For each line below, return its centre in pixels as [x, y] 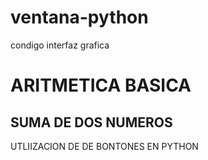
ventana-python [79, 17]
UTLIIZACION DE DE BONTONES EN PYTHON [104, 146]
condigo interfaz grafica [60, 45]
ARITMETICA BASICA [101, 85]
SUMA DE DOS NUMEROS [91, 122]
